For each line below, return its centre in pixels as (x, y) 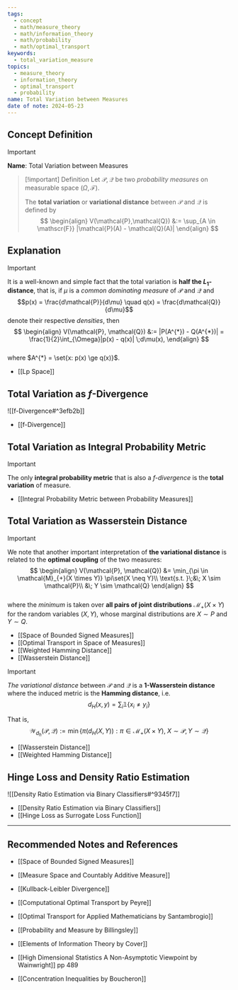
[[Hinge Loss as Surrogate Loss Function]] (79, 816)
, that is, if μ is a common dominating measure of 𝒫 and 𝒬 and (124, 290)
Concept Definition (50, 135)
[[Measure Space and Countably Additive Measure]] (94, 875)
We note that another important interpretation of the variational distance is (117, 552)
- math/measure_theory (47, 27)
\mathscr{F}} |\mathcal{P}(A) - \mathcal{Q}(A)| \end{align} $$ (127, 228)
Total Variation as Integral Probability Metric (107, 447)
